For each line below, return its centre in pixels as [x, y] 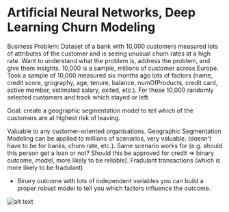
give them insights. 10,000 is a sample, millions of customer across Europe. [113, 68]
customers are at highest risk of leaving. [64, 117]
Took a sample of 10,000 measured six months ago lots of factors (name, [110, 75]
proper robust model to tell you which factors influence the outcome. [114, 188]
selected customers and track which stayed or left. [79, 97]
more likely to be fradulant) [45, 167]
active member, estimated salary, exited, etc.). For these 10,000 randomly [110, 90]
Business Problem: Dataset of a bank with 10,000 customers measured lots [113, 46]
